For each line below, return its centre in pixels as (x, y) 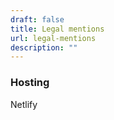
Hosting (30, 83)
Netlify (24, 104)
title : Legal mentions (57, 29)
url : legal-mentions (53, 38)
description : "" (44, 47)
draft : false (37, 19)
